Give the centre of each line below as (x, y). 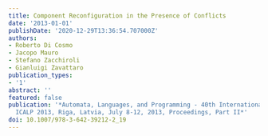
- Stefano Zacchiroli (44, 61)
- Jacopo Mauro (33, 53)
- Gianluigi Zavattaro (46, 68)
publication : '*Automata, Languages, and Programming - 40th (112, 105)
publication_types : (41, 75)
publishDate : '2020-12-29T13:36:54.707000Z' (83, 30)
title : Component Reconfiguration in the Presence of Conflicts (117, 16)
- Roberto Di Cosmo (41, 46)
